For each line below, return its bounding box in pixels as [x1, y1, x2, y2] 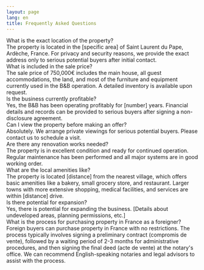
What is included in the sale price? [6, 63, 93, 70]
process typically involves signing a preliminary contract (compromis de [6, 231, 187, 238]
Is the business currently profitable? [6, 95, 97, 102]
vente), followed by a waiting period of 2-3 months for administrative [6, 238, 179, 245]
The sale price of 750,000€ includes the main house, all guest [6, 69, 162, 77]
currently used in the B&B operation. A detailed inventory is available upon [6, 82, 193, 90]
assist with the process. [6, 257, 66, 265]
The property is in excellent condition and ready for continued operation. [6, 147, 189, 154]
